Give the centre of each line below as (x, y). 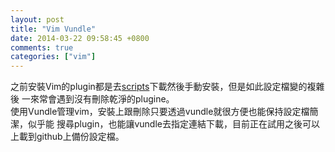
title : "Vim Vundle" (53, 29)
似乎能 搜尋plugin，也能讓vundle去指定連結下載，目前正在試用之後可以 (173, 124)
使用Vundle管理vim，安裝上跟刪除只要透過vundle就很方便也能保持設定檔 (160, 112)
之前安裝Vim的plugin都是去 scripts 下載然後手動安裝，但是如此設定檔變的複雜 (167, 87)
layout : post (37, 19)
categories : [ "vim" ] (53, 57)
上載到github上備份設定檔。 (67, 137)
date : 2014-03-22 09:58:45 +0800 (80, 38)
